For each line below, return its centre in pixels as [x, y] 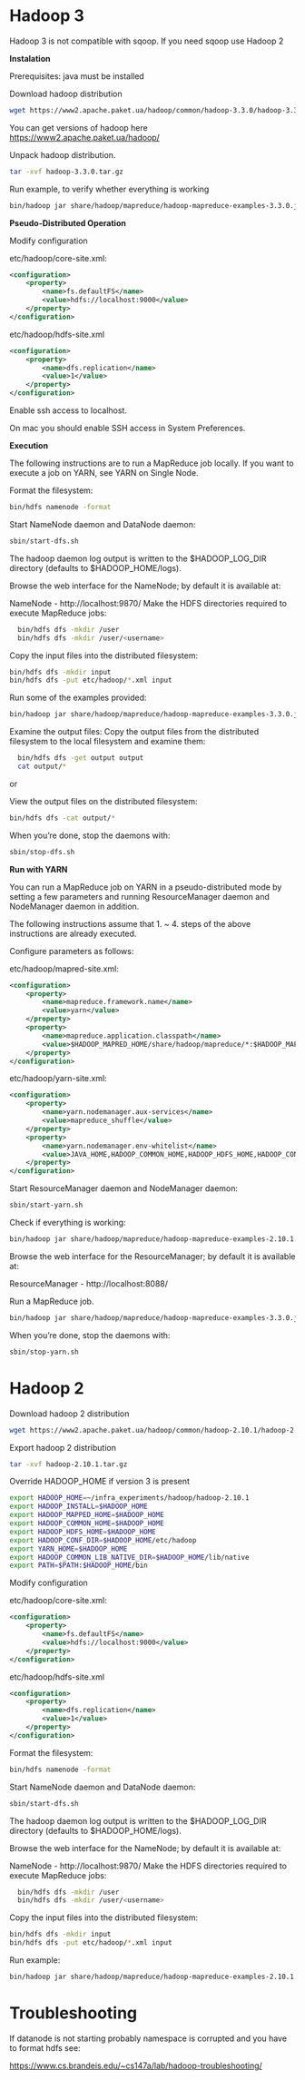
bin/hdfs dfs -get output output [81, 758]
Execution [29, 446]
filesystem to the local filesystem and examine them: [108, 742]
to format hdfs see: [45, 2047]
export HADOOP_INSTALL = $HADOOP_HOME [79, 1507]
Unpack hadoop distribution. [63, 154]
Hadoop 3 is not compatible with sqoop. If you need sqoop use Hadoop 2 [147, 41]
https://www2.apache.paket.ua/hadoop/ [85, 137]
